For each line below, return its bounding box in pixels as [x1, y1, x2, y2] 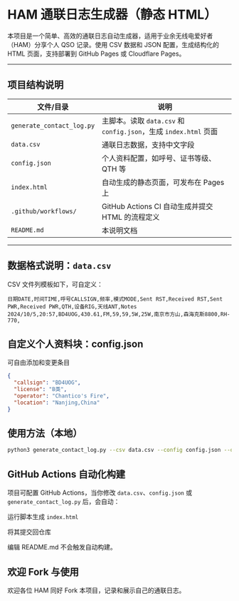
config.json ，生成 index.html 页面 [102, 126, 218, 136]
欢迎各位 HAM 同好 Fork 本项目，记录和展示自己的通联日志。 [7, 586, 186, 595]
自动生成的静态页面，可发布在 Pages [102, 177, 225, 187]
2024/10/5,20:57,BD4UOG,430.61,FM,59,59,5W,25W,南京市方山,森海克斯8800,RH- [7, 310, 230, 318]
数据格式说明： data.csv [7, 260, 112, 272]
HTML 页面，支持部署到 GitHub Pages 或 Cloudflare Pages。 [7, 49, 186, 58]
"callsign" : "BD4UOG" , [14, 379, 81, 386]
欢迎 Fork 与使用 [7, 565, 80, 578]
